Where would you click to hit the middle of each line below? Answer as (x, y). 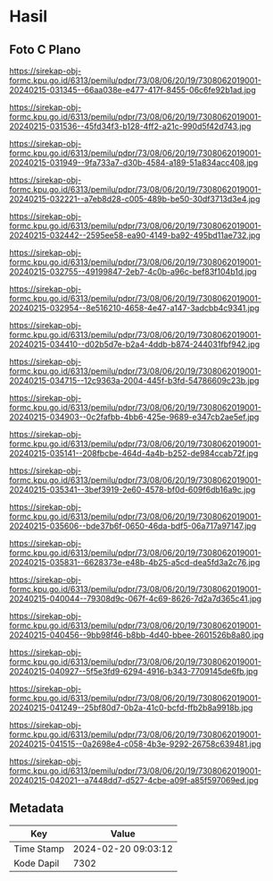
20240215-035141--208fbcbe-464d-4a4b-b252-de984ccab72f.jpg (134, 453)
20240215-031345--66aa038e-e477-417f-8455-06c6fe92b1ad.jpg (132, 90)
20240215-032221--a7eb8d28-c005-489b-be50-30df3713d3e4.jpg (135, 199)
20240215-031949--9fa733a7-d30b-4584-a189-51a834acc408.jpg (134, 162)
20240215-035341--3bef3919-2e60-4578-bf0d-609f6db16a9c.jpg (132, 490)
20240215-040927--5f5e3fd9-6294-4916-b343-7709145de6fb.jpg (134, 671)
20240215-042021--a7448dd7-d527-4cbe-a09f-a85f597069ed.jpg (134, 780)
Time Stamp (39, 849)
